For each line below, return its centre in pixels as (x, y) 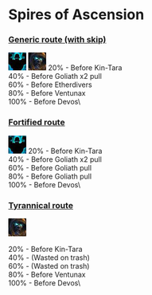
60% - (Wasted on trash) (49, 266)
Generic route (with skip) (57, 40)
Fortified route (37, 123)
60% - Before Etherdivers (51, 85)
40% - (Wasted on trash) (49, 258)
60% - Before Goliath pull (50, 167)
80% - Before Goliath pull (50, 176)
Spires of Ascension (76, 15)
